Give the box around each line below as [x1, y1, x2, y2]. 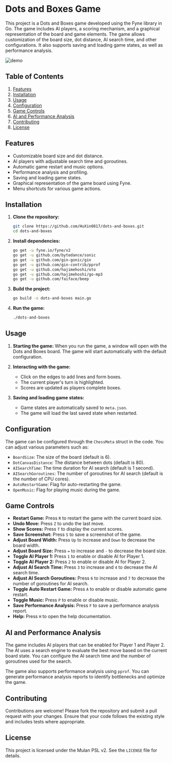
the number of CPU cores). [12, 476, 70, 482]
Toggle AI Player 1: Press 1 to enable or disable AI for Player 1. [12, 553, 145, 560]
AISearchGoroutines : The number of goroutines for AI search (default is [12, 470, 163, 476]
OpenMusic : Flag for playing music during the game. [12, 487, 121, 493]
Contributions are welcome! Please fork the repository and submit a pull [5, 708, 158, 714]
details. [5, 752, 21, 758]
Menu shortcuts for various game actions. [12, 185, 102, 192]
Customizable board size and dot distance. [12, 153, 104, 159]
